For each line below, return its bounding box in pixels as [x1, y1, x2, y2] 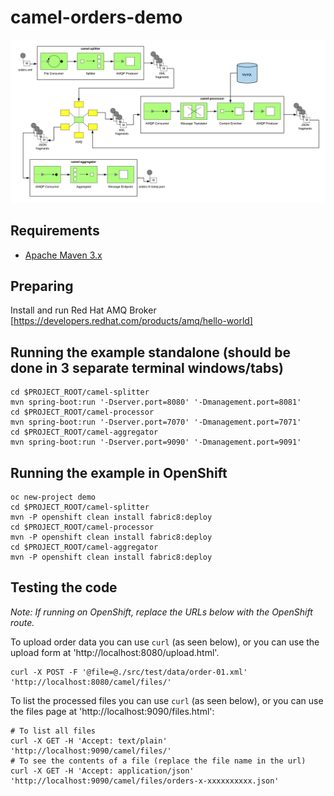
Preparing [10, 278, 74, 295]
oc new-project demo [10, 492, 97, 503]
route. [10, 616, 35, 628]
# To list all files [10, 726, 97, 736]
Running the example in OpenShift [10, 464, 228, 481]
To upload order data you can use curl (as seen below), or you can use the [10, 636, 320, 648]
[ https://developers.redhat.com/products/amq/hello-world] [10, 315, 253, 327]
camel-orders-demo [10, 6, 183, 29]
